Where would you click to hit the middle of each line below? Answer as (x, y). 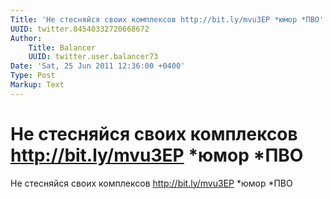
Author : (26, 38)
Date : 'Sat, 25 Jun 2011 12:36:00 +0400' (98, 66)
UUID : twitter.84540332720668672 (80, 29)
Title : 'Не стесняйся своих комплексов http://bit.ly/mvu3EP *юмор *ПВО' (167, 19)
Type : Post (33, 76)
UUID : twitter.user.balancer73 (93, 57)
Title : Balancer (62, 47)
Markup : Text (37, 85)
